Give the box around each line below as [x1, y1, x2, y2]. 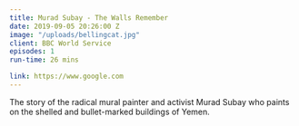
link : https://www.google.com [9, 72, 125, 82]
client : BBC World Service [9, 38, 112, 48]
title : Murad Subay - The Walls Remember [9, 13, 169, 23]
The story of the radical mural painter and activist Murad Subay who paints [9, 96, 290, 107]
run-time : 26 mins [9, 55, 79, 64]
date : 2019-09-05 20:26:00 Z [9, 22, 120, 31]
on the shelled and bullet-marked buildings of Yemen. [9, 106, 211, 117]
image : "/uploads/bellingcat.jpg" [9, 30, 141, 39]
